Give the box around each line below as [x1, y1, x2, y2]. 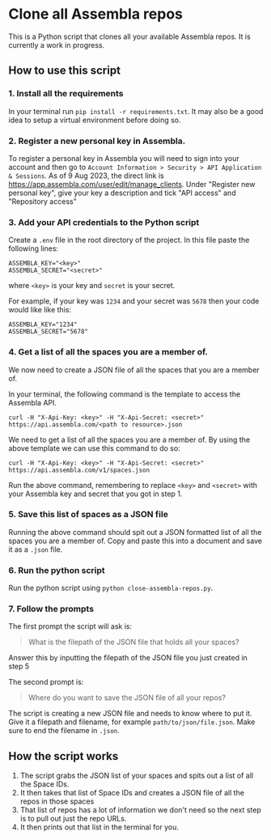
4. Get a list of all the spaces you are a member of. [8, 346, 209, 358]
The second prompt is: [8, 677, 84, 687]
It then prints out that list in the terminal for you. [19, 822, 180, 832]
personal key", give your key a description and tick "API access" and [8, 188, 236, 197]
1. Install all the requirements [8, 88, 124, 100]
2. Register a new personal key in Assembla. [8, 135, 186, 146]
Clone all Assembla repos [8, 5, 184, 23]
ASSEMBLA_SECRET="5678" [8, 328, 89, 336]
